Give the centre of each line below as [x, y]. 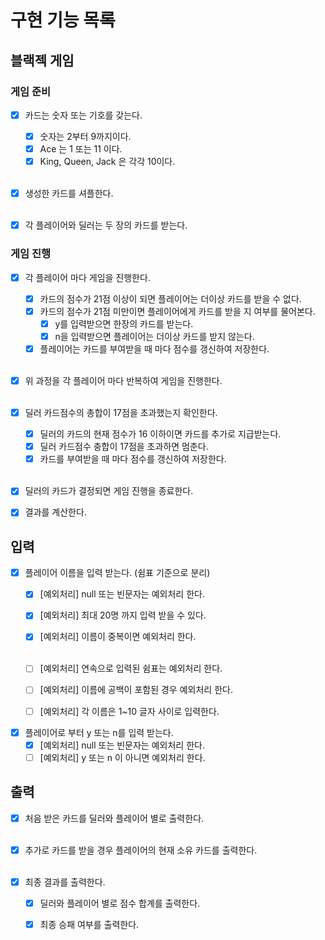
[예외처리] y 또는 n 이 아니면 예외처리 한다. [122, 757]
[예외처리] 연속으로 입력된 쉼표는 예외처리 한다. [131, 668]
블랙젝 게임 [42, 60]
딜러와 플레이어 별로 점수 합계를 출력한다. [120, 903]
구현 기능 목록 [63, 20]
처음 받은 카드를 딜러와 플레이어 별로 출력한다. [114, 818]
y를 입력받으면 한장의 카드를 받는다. [124, 323]
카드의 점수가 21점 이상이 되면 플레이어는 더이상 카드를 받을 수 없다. [170, 298]
